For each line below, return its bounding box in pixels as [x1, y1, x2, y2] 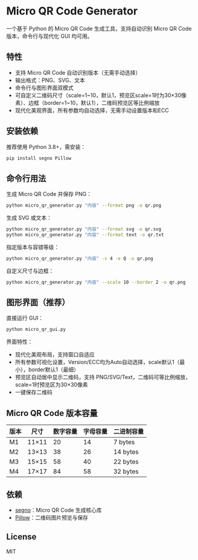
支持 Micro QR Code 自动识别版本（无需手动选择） [14, 69, 141, 76]
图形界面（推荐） [6, 297, 70, 308]
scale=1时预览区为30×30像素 [14, 381, 88, 388]
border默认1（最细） [28, 366, 80, 373]
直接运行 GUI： [6, 315, 44, 322]
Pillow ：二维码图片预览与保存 [14, 514, 89, 521]
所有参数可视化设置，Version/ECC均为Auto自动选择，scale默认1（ [14, 359, 180, 366]
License [6, 532, 37, 542]
